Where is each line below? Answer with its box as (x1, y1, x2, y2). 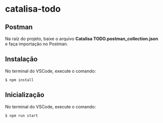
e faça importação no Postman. (5, 41, 68, 47)
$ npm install (5, 77, 34, 82)
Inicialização (5, 91, 45, 99)
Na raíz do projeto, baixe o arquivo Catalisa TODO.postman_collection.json (5, 36, 159, 41)
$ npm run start (5, 113, 38, 118)
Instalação (5, 55, 38, 63)
